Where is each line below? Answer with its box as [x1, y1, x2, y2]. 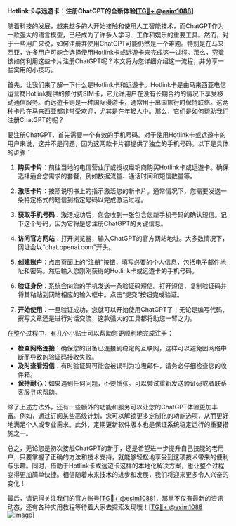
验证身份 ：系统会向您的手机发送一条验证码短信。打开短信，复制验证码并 [17, 282, 227, 290]
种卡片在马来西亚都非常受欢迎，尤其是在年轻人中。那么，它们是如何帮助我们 [7, 107, 229, 115]
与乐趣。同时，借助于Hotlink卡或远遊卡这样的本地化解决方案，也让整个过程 [7, 461, 225, 470]
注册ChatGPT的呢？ [7, 116, 65, 124]
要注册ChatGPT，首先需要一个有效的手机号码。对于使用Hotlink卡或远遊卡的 [7, 131, 226, 139]
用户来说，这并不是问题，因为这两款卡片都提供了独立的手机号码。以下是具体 [7, 140, 229, 147]
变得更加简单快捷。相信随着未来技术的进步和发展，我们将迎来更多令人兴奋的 [7, 471, 229, 478]
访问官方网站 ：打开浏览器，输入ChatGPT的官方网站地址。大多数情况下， [17, 235, 229, 242]
